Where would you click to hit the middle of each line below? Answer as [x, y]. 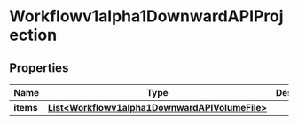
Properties [39, 68]
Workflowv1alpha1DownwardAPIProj [146, 16]
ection [33, 35]
